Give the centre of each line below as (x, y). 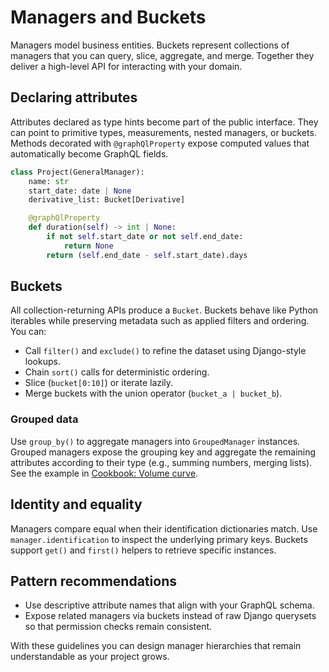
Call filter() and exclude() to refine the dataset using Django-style (165, 351)
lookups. (42, 362)
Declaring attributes (74, 97)
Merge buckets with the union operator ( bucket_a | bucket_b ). (153, 393)
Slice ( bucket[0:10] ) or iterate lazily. (99, 383)
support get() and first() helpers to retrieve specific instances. (143, 550)
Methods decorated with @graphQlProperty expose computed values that (160, 143)
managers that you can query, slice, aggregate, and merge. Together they (162, 55)
